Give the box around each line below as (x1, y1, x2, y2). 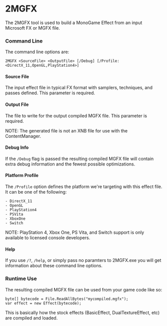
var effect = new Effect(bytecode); (5, 300, 81, 306)
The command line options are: (5, 49, 69, 55)
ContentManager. (5, 133, 41, 139)
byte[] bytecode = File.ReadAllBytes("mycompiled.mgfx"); (5, 296, 128, 301)
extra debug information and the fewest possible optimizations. (5, 161, 135, 167)
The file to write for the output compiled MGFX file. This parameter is (5, 112, 147, 118)
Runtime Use (5, 275, 37, 282)
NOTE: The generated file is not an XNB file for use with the (5, 127, 128, 133)
